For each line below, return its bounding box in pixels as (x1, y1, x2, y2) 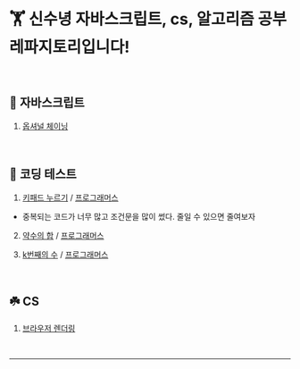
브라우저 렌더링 (21, 323, 76, 334)
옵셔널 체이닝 (21, 121, 69, 131)
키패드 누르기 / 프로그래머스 (21, 192, 119, 203)
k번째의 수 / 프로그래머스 (21, 248, 109, 260)
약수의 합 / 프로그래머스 (21, 230, 104, 240)
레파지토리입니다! (9, 38, 130, 57)
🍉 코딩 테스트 (9, 167, 78, 182)
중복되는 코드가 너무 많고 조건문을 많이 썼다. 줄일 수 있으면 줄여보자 (21, 211, 256, 222)
